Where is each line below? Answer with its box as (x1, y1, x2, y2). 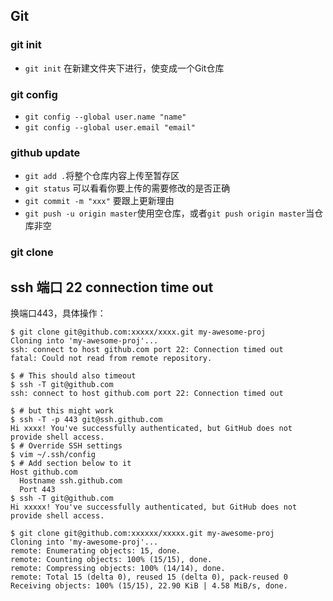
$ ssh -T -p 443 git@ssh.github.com (10, 415, 163, 425)
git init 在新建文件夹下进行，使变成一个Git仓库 (24, 62, 225, 74)
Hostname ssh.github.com (19, 476, 123, 486)
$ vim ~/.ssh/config (10, 450, 97, 460)
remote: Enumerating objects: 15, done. (10, 546, 182, 556)
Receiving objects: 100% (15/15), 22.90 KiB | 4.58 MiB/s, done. (10, 581, 288, 591)
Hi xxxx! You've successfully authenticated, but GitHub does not (10, 424, 293, 434)
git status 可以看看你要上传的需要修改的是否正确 (24, 182, 231, 194)
